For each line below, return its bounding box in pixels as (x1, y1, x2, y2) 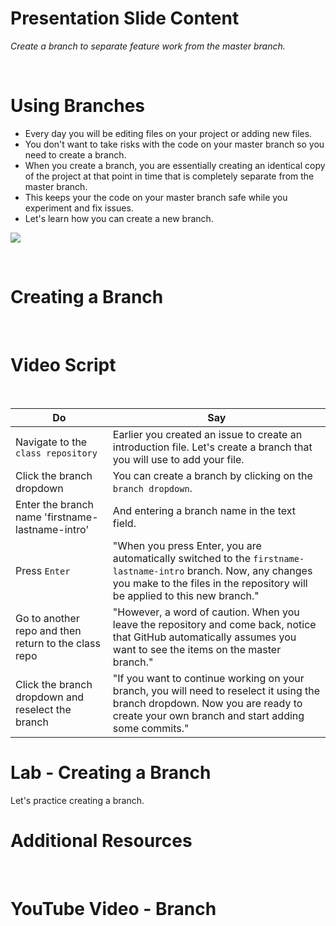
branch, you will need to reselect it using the (112, 683, 321, 697)
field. (112, 516, 137, 530)
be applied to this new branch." (112, 588, 260, 602)
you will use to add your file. (112, 452, 245, 466)
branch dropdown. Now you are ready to (112, 696, 303, 710)
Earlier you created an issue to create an (112, 427, 303, 441)
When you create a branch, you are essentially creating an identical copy (24, 159, 326, 171)
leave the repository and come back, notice (112, 617, 317, 631)
